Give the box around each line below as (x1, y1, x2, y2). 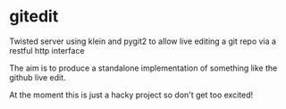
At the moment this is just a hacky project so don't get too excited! (9, 89, 253, 100)
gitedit (9, 6, 59, 27)
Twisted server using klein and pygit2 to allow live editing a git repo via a (9, 36, 277, 46)
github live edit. (9, 71, 66, 82)
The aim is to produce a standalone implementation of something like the (9, 63, 278, 73)
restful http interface (9, 45, 85, 55)
